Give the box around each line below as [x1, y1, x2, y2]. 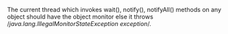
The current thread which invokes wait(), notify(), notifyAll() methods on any [7, 6, 222, 13]
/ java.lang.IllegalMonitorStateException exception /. [7, 20, 152, 27]
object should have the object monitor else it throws [7, 13, 154, 21]
